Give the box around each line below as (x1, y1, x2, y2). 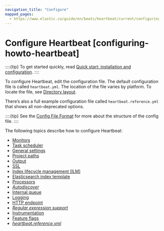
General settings (12, 148, 45, 154)
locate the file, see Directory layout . (5, 89, 77, 95)
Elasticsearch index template (12, 174, 70, 180)
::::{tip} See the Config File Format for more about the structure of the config (5, 113, 159, 119)
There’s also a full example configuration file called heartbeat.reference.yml (5, 98, 159, 104)
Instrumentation (12, 210, 44, 216)
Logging (12, 194, 29, 201)
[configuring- (92, 37, 149, 48)
